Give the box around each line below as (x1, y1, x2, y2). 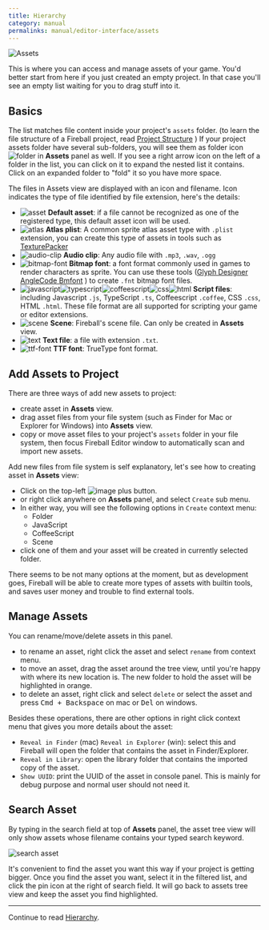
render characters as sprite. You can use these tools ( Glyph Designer (19, 268, 248, 277)
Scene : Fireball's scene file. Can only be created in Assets (50, 318, 244, 328)
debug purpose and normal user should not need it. (19, 779, 191, 789)
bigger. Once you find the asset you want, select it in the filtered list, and (8, 872, 247, 882)
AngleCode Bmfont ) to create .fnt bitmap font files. (19, 276, 193, 285)
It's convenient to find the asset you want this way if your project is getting (8, 864, 255, 873)
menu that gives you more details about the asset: (8, 722, 174, 731)
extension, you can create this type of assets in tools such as (19, 233, 222, 243)
